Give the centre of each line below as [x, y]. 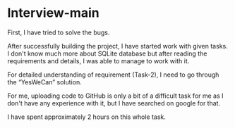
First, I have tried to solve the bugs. [59, 32]
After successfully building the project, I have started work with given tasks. [117, 46]
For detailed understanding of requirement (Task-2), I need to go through [113, 75]
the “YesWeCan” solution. [45, 82]
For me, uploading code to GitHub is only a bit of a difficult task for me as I [115, 96]
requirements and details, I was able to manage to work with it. [98, 60]
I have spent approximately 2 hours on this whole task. [86, 117]
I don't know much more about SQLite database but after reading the [107, 53]
